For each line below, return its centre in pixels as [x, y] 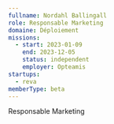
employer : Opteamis [54, 67]
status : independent [56, 60]
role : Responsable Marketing [56, 23]
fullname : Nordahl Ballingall [58, 15]
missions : [24, 38]
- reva [26, 81]
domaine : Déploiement [44, 30]
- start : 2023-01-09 [49, 45]
